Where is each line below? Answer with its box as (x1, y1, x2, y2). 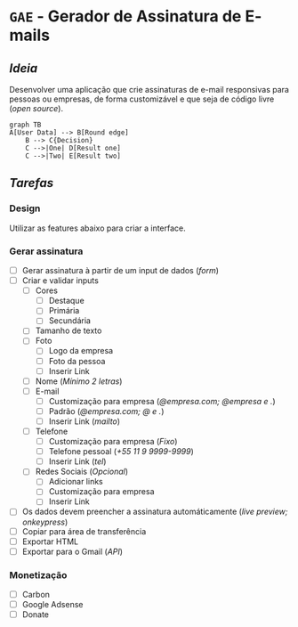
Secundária (48, 315, 92, 326)
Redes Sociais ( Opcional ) (35, 466, 129, 477)
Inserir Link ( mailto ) (48, 416, 121, 427)
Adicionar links (48, 476, 104, 487)
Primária (48, 305, 80, 316)
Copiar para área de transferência (21, 525, 147, 536)
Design (9, 202, 41, 215)
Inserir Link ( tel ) (48, 456, 107, 467)
